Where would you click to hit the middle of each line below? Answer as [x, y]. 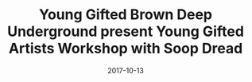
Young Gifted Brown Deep [126, 15]
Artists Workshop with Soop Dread [126, 49]
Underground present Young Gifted [126, 31]
